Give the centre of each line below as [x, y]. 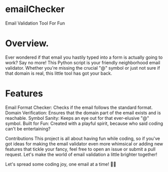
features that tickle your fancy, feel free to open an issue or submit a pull [80, 149]
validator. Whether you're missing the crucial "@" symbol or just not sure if [82, 68]
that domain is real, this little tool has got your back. [59, 73]
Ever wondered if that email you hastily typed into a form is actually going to [84, 57]
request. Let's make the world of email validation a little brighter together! [81, 154]
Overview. [27, 43]
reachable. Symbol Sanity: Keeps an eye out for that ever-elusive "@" [77, 118]
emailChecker [35, 9]
